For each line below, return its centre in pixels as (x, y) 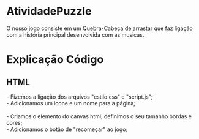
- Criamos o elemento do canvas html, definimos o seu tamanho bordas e (99, 116)
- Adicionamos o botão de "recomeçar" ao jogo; (67, 129)
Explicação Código (55, 60)
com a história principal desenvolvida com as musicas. (75, 34)
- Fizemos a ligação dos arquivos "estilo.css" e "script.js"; (80, 97)
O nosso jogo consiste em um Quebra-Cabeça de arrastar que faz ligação (99, 28)
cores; (14, 122)
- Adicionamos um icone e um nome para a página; (71, 103)
